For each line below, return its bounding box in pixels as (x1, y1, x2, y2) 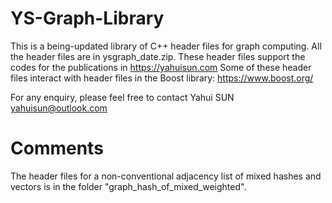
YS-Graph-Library (10, 7, 165, 30)
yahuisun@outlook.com (10, 102, 108, 114)
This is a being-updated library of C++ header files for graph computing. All (10, 40, 322, 52)
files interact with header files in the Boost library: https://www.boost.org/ (10, 72, 314, 84)
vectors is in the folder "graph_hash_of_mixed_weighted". (10, 180, 247, 192)
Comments (10, 137, 104, 160)
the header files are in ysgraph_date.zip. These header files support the (10, 50, 306, 62)
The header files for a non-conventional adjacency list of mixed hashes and (10, 170, 322, 182)
